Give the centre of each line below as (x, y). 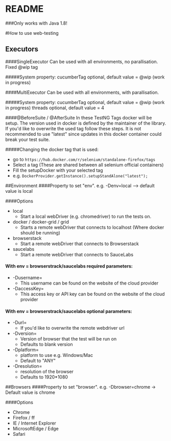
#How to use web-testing (32, 33)
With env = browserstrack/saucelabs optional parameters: (69, 311)
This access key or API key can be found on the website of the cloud (92, 294)
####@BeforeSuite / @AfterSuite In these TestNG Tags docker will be (79, 117)
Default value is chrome (30, 392)
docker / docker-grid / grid (41, 222)
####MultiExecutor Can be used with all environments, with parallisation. (82, 92)
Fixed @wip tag (22, 67)
